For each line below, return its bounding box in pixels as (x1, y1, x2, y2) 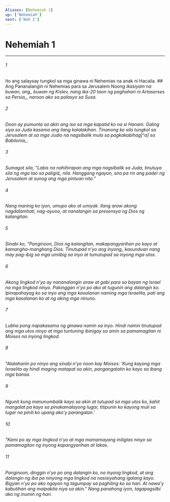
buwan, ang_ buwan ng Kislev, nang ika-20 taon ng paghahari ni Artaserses (5, 88, 165, 94)
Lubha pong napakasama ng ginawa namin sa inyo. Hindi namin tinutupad (5, 322, 162, 329)
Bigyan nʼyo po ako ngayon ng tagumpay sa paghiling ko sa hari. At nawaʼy (5, 480, 164, 486)
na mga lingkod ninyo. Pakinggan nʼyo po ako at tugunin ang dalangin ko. (5, 284, 160, 291)
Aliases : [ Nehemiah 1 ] (5, 7, 53, 13)
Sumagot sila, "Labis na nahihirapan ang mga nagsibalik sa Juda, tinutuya (5, 164, 162, 170)
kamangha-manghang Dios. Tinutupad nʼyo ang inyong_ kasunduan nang (5, 246, 160, 253)
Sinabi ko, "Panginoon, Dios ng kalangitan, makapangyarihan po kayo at (5, 241, 158, 247)
